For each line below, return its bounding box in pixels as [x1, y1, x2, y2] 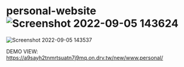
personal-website [6, 4, 97, 18]
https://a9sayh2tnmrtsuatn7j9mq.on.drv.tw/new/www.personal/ [6, 54, 163, 61]
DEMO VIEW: [6, 47, 38, 55]
